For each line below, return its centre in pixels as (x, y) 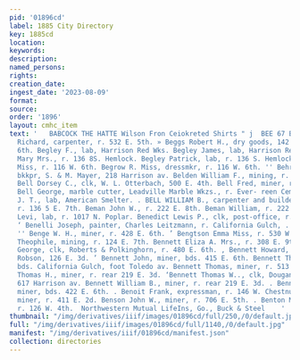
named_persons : (37, 68)
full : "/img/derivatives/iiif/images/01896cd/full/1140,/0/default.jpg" (147, 325)
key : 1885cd (31, 34)
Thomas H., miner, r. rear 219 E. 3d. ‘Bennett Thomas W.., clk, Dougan (155, 275)
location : (28, 42)
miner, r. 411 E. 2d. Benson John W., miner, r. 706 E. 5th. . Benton (151, 300)
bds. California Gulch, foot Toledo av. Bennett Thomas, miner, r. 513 (154, 267)
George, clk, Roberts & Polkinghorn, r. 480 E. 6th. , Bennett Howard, (154, 250)
